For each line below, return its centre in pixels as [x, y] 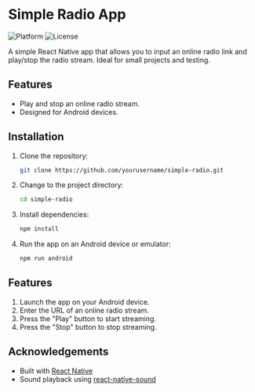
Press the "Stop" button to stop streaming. [88, 327]
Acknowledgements [58, 352]
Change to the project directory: [71, 185]
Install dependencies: [54, 215]
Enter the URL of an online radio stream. [84, 310]
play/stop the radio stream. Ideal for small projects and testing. [109, 60]
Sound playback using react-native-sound [87, 379]
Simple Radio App [67, 15]
